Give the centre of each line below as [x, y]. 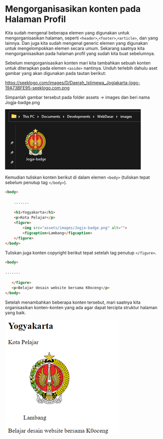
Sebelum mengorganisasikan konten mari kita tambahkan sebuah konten [78, 63]
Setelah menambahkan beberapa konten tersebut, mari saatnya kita [73, 302]
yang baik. [16, 312]
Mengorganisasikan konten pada [73, 9]
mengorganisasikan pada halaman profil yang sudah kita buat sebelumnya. [80, 53]
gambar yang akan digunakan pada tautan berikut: [55, 73]
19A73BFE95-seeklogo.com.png [37, 88]
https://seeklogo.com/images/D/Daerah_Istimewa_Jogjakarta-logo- [72, 82]
